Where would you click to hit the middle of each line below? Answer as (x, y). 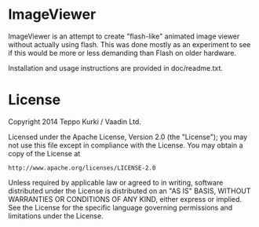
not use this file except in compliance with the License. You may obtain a (126, 145)
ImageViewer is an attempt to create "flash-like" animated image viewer (124, 36)
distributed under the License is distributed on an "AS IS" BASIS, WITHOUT (129, 191)
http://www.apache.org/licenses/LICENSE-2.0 (82, 168)
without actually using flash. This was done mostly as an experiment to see (129, 44)
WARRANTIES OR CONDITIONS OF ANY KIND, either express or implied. (125, 199)
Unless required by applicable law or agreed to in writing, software (116, 182)
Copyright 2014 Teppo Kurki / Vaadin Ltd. (75, 121)
